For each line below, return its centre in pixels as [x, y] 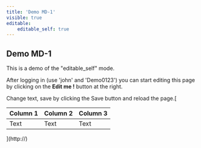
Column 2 [58, 113]
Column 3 [93, 113]
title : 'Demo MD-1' [31, 12]
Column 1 [24, 113]
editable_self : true [43, 29]
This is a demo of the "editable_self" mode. [60, 68]
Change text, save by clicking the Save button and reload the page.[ [91, 99]
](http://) [17, 139]
